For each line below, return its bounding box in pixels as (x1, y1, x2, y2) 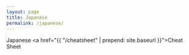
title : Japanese (6, 15, 48, 21)
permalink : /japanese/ (6, 20, 64, 26)
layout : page (6, 8, 40, 15)
